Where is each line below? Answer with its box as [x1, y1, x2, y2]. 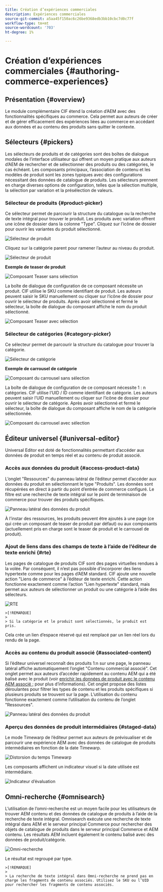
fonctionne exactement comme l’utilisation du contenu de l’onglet [5, 697, 136, 702]
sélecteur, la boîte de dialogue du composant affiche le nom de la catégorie [5, 405, 157, 411]
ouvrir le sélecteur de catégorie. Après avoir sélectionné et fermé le [5, 400, 141, 406]
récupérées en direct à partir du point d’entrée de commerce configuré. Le [5, 486, 154, 492]
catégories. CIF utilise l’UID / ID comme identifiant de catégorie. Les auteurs [5, 390, 157, 396]
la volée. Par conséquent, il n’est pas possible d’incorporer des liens [5, 565, 142, 572]
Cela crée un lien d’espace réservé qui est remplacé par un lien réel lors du [5, 632, 155, 637]
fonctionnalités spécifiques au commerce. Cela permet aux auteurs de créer [5, 113, 158, 119]
